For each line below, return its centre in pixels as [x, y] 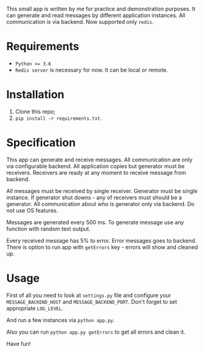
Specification [41, 143]
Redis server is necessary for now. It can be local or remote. [91, 70]
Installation [35, 95]
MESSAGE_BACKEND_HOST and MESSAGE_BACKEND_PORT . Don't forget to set [92, 301]
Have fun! [19, 343]
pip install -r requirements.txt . [58, 118]
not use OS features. [32, 210]
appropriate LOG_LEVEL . [35, 308]
